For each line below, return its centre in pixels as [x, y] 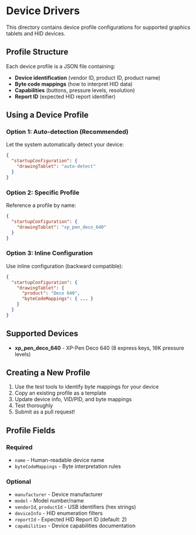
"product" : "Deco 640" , [51, 293]
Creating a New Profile [48, 372]
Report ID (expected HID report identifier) [65, 96]
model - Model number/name [49, 501]
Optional [19, 482]
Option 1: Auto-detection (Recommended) [67, 132]
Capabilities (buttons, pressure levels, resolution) [75, 90]
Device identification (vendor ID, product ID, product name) [87, 77]
